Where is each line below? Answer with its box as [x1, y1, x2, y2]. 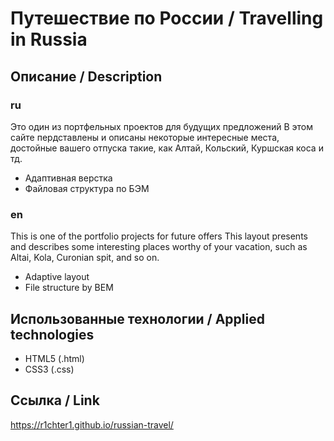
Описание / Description [10, 68, 163, 85]
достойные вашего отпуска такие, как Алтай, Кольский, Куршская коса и [10, 142, 324, 154]
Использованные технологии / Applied [10, 310, 265, 327]
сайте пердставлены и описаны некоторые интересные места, [10, 131, 280, 143]
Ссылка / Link [10, 392, 100, 409]
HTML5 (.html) [24, 352, 85, 364]
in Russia [10, 28, 88, 51]
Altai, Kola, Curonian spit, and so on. [10, 252, 160, 264]
